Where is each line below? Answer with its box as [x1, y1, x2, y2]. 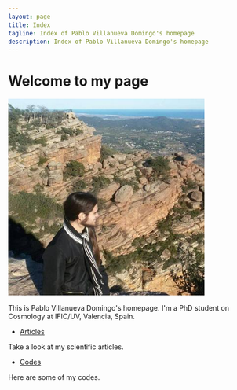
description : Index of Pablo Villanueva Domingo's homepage [8, 38, 210, 46]
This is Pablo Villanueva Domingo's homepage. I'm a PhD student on [8, 304, 230, 313]
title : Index [8, 20, 51, 29]
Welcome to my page [8, 72, 149, 90]
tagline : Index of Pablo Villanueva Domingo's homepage [8, 29, 195, 37]
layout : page [8, 13, 51, 20]
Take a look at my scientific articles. [8, 342, 124, 351]
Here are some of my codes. [8, 373, 100, 382]
